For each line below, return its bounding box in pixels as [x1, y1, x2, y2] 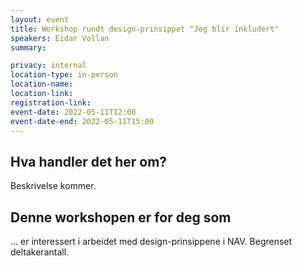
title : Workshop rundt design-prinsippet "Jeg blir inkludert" [10, 24, 280, 34]
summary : [10, 42, 47, 53]
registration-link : [10, 97, 92, 108]
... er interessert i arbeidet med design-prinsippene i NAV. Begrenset [10, 236, 293, 247]
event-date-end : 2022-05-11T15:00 [10, 116, 155, 126]
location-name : [10, 79, 74, 90]
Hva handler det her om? [10, 153, 168, 170]
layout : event [10, 14, 70, 25]
